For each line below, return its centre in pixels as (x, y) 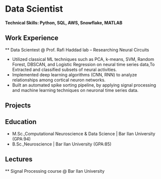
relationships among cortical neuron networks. (59, 80)
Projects (18, 105)
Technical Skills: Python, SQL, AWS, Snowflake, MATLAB (64, 22)
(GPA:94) (21, 139)
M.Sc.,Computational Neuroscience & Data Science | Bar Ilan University (84, 134)
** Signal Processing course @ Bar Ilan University (55, 171)
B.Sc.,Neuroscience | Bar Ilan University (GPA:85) (62, 144)
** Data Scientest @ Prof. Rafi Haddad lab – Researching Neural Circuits (77, 50)
